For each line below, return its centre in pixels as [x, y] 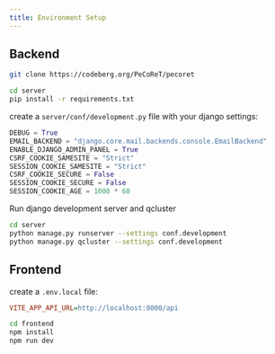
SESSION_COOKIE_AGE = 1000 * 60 [70, 191]
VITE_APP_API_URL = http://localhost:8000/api [94, 308]
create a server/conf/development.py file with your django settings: [134, 117]
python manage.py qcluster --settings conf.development [116, 242]
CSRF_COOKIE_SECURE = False [62, 175]
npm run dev [31, 341]
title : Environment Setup [58, 18]
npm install [31, 332]
